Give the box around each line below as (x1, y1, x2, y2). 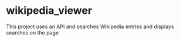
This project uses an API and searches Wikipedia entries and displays (6, 23, 174, 30)
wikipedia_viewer (6, 4, 93, 17)
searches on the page (6, 29, 59, 36)
